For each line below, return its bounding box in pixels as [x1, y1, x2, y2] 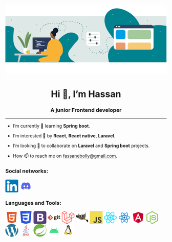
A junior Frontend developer [50, 106, 122, 113]
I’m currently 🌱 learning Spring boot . [12, 123, 91, 129]
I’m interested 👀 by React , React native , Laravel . [12, 133, 116, 139]
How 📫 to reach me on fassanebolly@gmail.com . [12, 153, 118, 159]
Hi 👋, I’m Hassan [51, 88, 121, 100]
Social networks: [5, 167, 49, 175]
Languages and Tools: [5, 199, 61, 206]
